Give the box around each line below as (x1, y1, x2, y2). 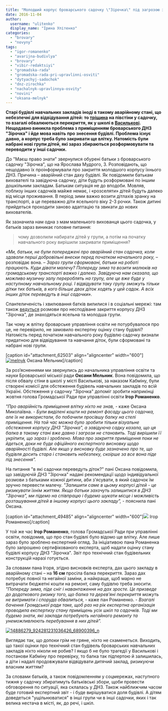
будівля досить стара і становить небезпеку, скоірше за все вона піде (5, 451, 157, 457)
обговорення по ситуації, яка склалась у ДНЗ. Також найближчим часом (5, 684, 162, 690)
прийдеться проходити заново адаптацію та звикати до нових (5, 204, 138, 210)
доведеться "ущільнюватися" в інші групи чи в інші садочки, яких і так (5, 695, 157, 701)
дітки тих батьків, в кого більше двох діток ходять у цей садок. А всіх (5, 286, 154, 292)
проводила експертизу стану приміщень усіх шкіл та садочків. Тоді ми (5, 608, 158, 614)
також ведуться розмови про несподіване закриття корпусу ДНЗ (5, 306, 146, 312)
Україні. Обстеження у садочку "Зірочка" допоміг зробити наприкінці (5, 388, 154, 395)
